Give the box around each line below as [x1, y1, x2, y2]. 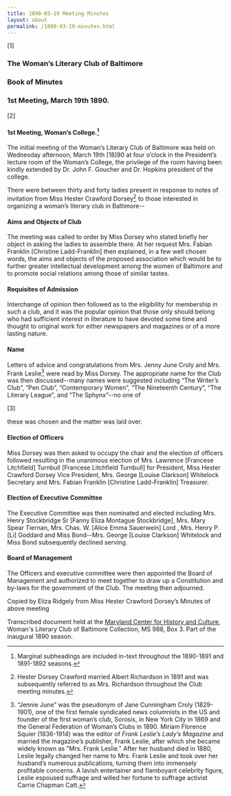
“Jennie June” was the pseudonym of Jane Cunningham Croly [16, 700, 194, 709]
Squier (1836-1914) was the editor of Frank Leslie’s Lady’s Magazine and [16, 729, 223, 738]
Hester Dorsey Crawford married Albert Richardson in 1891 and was [16, 672, 209, 681]
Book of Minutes [7, 77, 63, 87]
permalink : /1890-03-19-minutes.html [7, 23, 115, 30]
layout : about [7, 16, 48, 23]
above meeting [7, 604, 49, 612]
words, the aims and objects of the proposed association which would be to [7, 255, 222, 263]
